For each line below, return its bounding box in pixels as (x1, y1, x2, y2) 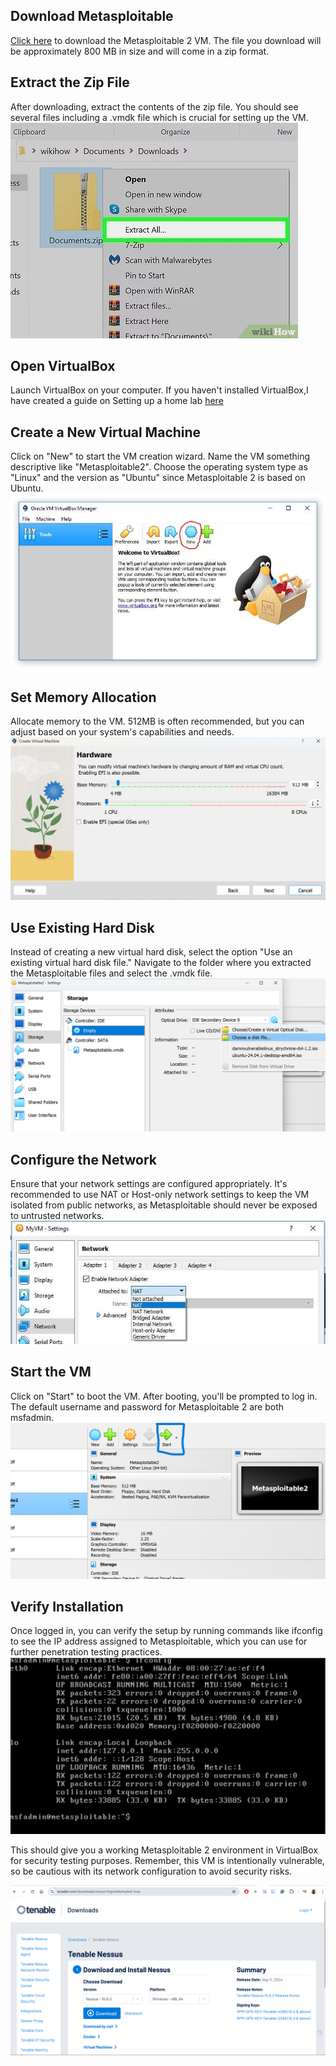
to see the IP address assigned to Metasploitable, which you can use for (10, 1635, 308, 1648)
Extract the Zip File (10, 74, 130, 91)
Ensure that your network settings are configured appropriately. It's (10, 1178, 288, 1190)
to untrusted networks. (10, 1210, 105, 1222)
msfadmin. (10, 1411, 55, 1423)
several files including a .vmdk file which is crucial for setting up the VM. (10, 111, 309, 123)
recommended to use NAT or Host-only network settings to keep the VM (10, 1189, 310, 1201)
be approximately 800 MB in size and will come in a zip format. (10, 45, 270, 57)
